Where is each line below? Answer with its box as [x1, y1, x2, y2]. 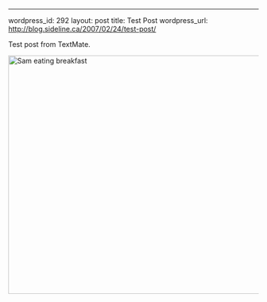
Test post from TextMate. [8, 40, 91, 48]
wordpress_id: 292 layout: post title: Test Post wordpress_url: [8, 16, 208, 25]
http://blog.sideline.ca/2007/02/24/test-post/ [8, 25, 157, 33]
